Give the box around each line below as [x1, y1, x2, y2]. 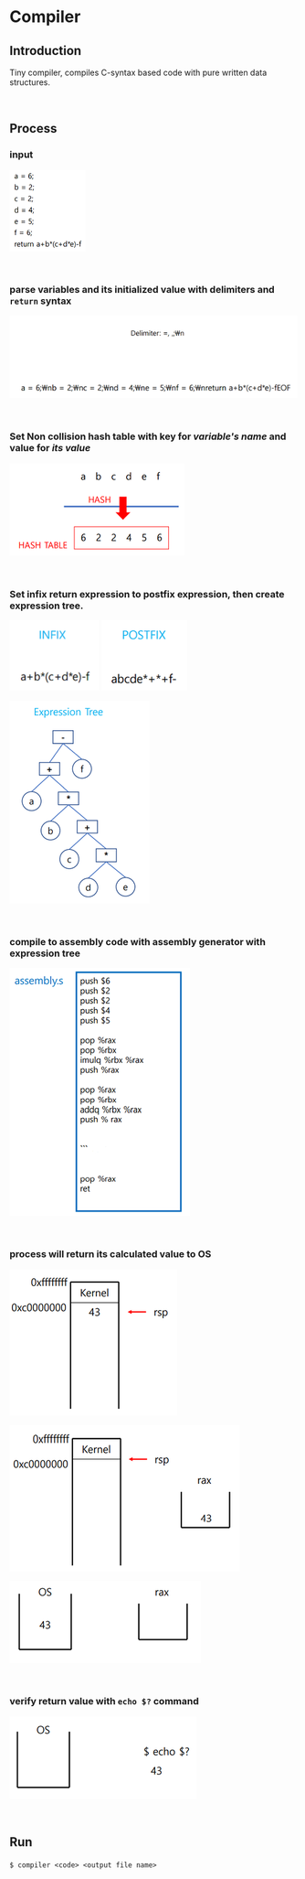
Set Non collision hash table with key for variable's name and [9, 430, 287, 443]
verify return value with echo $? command [9, 1695, 199, 1708]
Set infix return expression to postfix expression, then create [9, 587, 285, 600]
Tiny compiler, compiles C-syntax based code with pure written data [9, 67, 268, 78]
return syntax [9, 295, 72, 307]
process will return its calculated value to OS [9, 1248, 212, 1261]
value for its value [9, 442, 91, 455]
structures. [9, 77, 50, 88]
